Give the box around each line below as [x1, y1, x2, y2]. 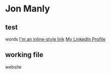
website [5, 63, 22, 70]
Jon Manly [5, 3, 50, 14]
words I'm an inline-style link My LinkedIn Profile [5, 36, 106, 42]
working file [5, 50, 44, 59]
